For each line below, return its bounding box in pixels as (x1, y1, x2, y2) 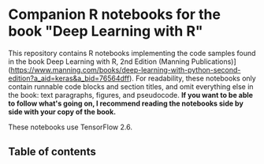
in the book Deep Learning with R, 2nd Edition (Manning (8, 57, 190, 66)
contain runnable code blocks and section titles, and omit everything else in (8, 81, 254, 91)
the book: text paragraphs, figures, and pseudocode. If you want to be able (8, 90, 254, 99)
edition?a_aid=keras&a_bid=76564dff (8, 73, 130, 83)
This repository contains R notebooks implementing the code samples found (8, 48, 256, 58)
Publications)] (191, 57, 236, 66)
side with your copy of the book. (8, 106, 117, 116)
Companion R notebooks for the (8, 6, 221, 24)
